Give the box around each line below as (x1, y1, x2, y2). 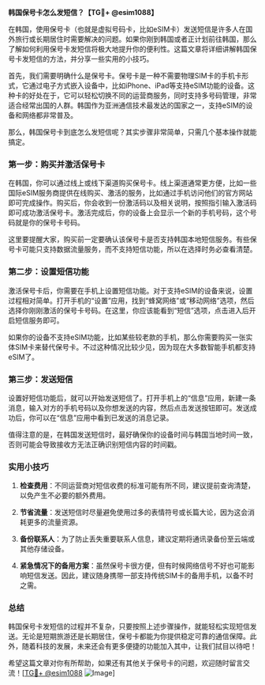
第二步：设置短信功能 (8, 267, 89, 278)
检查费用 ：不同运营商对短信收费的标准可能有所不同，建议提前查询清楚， (19, 481, 255, 490)
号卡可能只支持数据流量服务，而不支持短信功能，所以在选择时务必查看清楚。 (8, 244, 257, 254)
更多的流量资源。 (26, 517, 83, 527)
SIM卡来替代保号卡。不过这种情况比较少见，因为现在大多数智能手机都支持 (14, 342, 256, 351)
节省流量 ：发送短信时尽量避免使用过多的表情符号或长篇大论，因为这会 (19, 508, 248, 517)
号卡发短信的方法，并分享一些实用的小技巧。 (8, 55, 154, 63)
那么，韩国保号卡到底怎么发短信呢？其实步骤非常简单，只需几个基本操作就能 (8, 127, 257, 137)
